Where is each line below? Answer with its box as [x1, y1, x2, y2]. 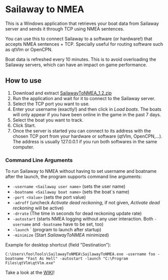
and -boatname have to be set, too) [32, 221, 104, 227]
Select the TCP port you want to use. [12, 101, 90, 107]
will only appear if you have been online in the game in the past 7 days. [12, 111, 161, 117]
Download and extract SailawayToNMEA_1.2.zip [12, 90, 112, 96]
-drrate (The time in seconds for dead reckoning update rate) [12, 210, 142, 216]
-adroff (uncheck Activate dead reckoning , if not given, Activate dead [12, 200, 160, 206]
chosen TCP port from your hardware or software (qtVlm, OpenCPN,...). [12, 133, 162, 139]
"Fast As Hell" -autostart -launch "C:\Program [25, 256, 128, 261]
